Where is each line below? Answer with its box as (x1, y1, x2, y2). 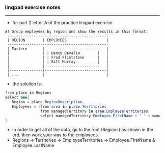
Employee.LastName (12, 142, 55, 149)
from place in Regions (5, 91, 52, 95)
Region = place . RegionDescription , (11, 100, 84, 105)
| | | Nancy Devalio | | (7, 51, 109, 56)
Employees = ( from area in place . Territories (11, 104, 107, 109)
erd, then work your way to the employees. (12, 132, 99, 138)
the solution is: (12, 81, 42, 87)
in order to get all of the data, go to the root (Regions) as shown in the (12, 127, 154, 133)
